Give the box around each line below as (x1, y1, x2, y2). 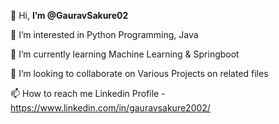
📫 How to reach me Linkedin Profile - (10, 88, 166, 99)
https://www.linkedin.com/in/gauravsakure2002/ (10, 102, 211, 114)
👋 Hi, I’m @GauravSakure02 (10, 10, 129, 21)
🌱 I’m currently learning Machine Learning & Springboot (10, 48, 240, 60)
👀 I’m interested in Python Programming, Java (10, 29, 199, 40)
